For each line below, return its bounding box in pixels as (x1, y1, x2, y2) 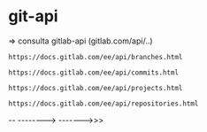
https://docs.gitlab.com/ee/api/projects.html (8, 83, 183, 92)
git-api (8, 6, 58, 27)
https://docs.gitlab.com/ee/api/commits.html (8, 68, 179, 77)
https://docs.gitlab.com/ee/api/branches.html (8, 52, 183, 61)
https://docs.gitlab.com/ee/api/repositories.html (8, 99, 199, 108)
